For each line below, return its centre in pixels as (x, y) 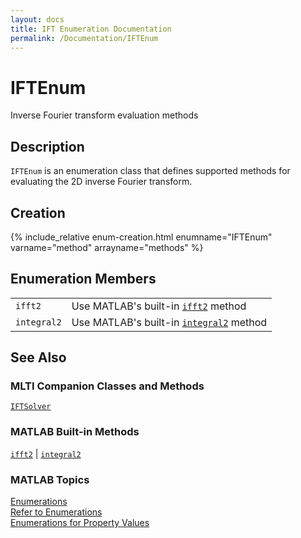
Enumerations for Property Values (80, 523)
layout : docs (37, 19)
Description (47, 146)
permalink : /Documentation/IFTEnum (84, 38)
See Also (38, 357)
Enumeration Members (83, 279)
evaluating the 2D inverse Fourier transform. (101, 182)
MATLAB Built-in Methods (75, 432)
